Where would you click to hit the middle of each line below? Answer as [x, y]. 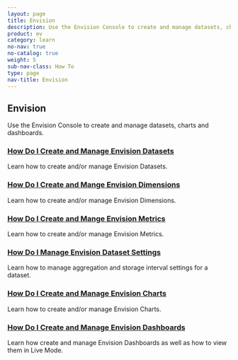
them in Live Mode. [35, 350]
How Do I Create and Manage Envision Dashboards [96, 327]
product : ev [25, 34]
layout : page [27, 14]
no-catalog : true [33, 54]
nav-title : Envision [38, 80]
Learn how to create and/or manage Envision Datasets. [87, 166]
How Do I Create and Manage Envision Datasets [91, 151]
